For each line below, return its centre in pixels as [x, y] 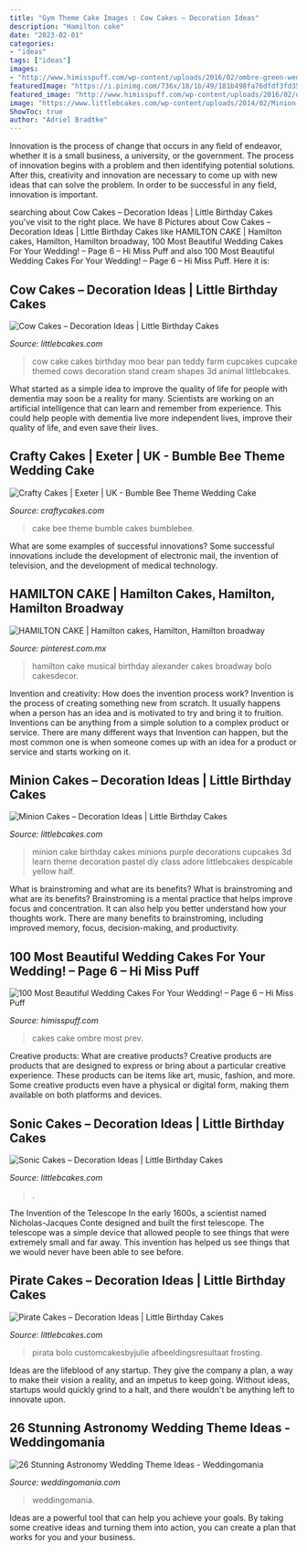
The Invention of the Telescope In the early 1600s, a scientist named [138, 1213]
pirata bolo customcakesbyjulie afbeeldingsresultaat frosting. [147, 1352]
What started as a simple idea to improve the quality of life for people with [148, 389]
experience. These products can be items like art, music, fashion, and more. [153, 1076]
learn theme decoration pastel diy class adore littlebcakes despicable [162, 862]
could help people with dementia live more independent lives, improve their [151, 418]
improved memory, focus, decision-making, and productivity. [124, 928]
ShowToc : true [37, 112]
